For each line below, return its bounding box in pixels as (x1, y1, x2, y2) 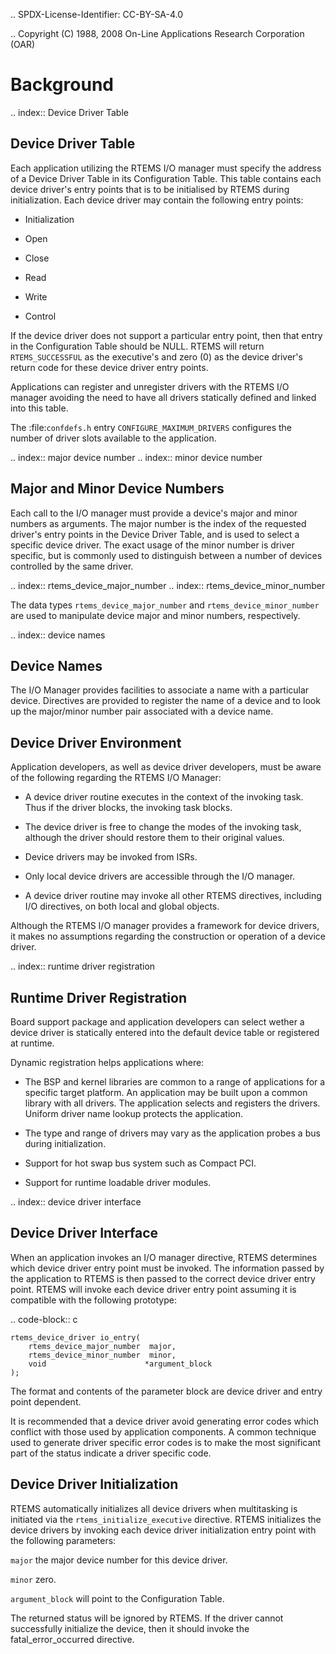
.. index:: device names (10, 629, 106, 641)
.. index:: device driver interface (10, 1196, 142, 1208)
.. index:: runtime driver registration (10, 960, 156, 973)
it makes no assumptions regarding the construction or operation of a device (10, 930, 326, 943)
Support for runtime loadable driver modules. (24, 1177, 212, 1188)
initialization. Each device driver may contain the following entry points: (10, 194, 304, 206)
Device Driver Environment (10, 734, 182, 751)
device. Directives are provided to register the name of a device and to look (10, 695, 321, 707)
